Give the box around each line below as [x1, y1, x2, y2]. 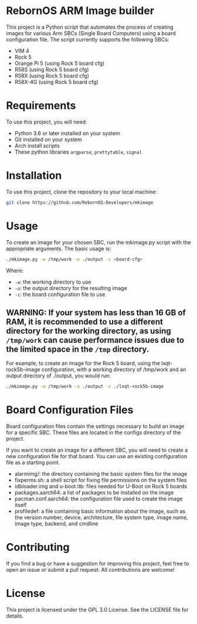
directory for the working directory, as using [6, 326, 171, 336]
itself [14, 502, 27, 509]
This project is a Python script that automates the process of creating [6, 23, 174, 30]
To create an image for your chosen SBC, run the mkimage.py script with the [6, 238, 191, 245]
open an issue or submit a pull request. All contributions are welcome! [6, 567, 175, 574]
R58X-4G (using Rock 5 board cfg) [14, 78, 98, 86]
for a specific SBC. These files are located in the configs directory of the [6, 429, 181, 436]
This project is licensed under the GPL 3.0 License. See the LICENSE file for [6, 606, 189, 613]
